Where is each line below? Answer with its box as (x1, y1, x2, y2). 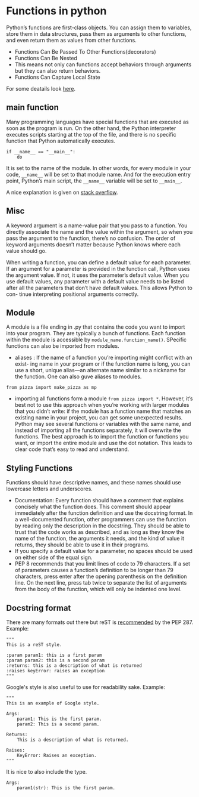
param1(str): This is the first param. (17, 785, 116, 791)
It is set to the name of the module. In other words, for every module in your (6, 164, 191, 171)
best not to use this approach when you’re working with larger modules (14, 401, 189, 409)
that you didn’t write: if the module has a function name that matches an (14, 407, 191, 415)
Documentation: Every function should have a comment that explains (14, 497, 184, 504)
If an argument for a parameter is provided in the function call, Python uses (6, 265, 190, 272)
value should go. (6, 247, 47, 254)
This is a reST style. (6, 642, 62, 648)
